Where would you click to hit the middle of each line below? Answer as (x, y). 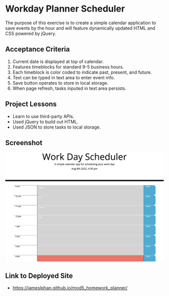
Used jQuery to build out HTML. (46, 122)
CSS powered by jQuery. (31, 33)
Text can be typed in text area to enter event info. (64, 77)
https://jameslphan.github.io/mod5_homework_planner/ (70, 288)
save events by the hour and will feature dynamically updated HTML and (80, 28)
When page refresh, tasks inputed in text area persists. (69, 88)
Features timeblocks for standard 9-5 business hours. (68, 67)
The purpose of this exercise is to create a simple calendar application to (81, 23)
